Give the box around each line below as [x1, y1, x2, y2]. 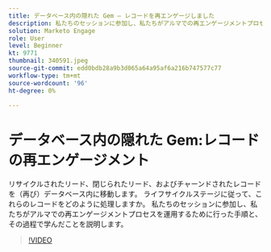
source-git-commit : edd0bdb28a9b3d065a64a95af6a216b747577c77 [8, 64, 222, 72]
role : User [8, 34, 45, 43]
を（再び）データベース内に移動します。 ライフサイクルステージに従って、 [8, 189, 256, 199]
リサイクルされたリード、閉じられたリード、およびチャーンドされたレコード [8, 179, 262, 189]
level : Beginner [8, 42, 63, 50]
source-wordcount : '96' [8, 79, 89, 87]
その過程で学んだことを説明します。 [8, 219, 128, 229]
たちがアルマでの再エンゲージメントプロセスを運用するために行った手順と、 [8, 209, 263, 219]
